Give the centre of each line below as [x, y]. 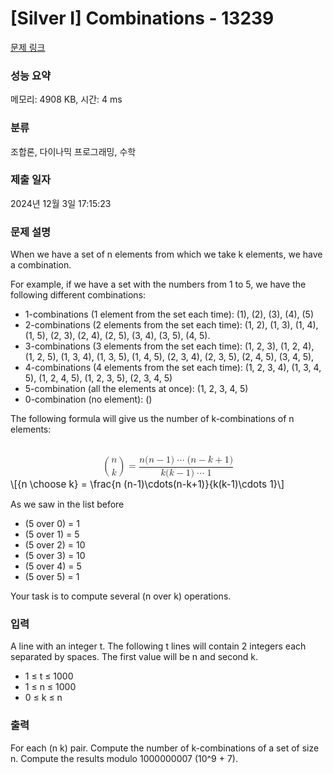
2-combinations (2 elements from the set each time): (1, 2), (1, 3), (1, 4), [171, 325]
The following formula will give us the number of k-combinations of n [152, 419]
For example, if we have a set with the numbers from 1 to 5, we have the [158, 284]
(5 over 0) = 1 [52, 523]
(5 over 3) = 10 [55, 555]
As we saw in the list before [67, 504]
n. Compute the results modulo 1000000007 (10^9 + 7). [124, 758]
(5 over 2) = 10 [55, 544]
